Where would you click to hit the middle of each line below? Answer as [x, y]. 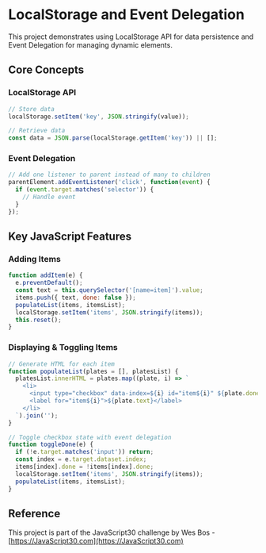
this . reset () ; [38, 320]
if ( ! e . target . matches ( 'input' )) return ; [85, 452]
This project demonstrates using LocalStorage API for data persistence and [131, 36]
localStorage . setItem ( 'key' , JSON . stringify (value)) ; [99, 117]
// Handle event [49, 197]
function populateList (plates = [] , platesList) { [93, 371]
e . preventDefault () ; [49, 283]
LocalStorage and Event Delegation [127, 15]
